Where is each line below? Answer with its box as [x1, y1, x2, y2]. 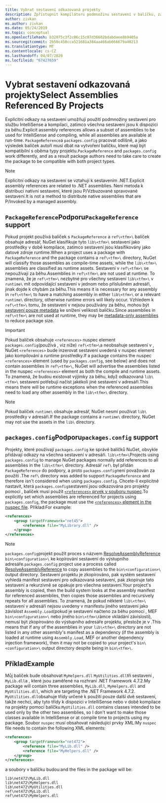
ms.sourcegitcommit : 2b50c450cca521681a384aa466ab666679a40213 [5, 40, 138, 44]
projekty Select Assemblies [5, 89, 119, 101]
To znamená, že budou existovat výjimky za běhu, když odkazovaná [5, 374, 144, 380]
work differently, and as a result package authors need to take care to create [5, 153, 161, 159]
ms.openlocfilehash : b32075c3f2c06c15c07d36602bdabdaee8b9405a [5, 35, 138, 40]
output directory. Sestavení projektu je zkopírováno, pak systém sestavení [5, 572, 156, 578]
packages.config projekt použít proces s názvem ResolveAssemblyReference [5, 550, 161, 556]
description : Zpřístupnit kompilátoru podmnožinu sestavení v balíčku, [5, 12, 156, 17]
